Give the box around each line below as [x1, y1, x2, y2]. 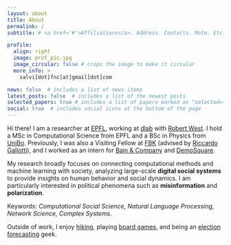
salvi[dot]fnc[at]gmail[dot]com [19, 74, 112, 81]
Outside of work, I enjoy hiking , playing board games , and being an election [7, 223, 221, 231]
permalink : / [7, 23, 45, 30]
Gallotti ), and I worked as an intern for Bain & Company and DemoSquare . [7, 146, 215, 154]
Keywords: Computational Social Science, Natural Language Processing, [7, 202, 214, 210]
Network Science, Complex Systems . [7, 209, 112, 217]
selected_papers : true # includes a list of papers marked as [7, 99, 189, 106]
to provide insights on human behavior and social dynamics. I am [7, 174, 191, 182]
